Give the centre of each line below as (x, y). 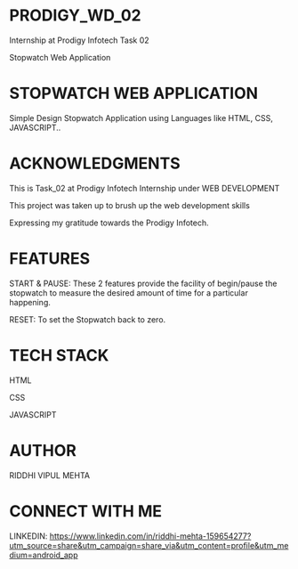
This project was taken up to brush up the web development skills (130, 205)
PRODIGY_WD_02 (75, 16)
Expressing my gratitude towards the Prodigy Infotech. (109, 223)
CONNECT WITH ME (86, 511)
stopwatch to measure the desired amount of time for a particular (129, 293)
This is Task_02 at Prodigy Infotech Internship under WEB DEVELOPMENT (145, 188)
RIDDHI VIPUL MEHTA (50, 475)
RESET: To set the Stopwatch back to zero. (88, 319)
